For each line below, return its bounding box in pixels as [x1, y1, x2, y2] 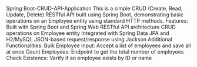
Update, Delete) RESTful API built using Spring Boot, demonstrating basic [6, 11, 184, 18]
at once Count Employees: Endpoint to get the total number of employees [6, 48, 184, 55]
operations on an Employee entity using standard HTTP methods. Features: [6, 17, 188, 24]
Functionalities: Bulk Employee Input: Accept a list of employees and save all [6, 42, 191, 49]
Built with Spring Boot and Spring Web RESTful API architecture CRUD [6, 23, 176, 30]
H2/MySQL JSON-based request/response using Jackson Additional [6, 36, 172, 43]
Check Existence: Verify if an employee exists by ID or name [6, 55, 152, 61]
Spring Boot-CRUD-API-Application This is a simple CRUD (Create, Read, [6, 5, 183, 12]
